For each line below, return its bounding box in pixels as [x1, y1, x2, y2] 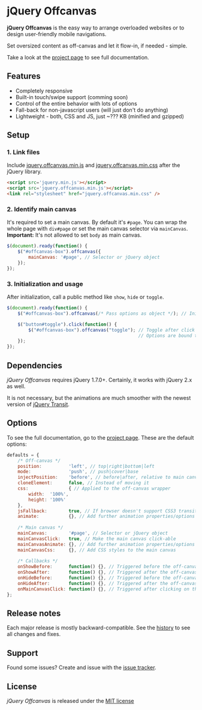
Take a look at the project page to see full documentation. [7, 53, 149, 61]
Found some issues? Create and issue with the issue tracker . [7, 664, 156, 671]
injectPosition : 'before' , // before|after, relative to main [17, 475, 185, 481]
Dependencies [7, 360, 62, 371]
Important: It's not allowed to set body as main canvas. [7, 231, 142, 238]
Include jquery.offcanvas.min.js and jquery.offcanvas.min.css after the [7, 162, 180, 169]
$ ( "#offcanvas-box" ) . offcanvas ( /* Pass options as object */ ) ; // [17, 311, 187, 317]
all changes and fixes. [7, 631, 61, 638]
